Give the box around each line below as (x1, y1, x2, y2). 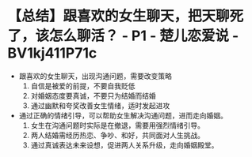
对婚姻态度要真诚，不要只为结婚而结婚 (30, 91, 156, 100)
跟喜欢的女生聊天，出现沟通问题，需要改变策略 (18, 71, 172, 80)
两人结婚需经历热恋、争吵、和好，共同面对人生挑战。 (30, 130, 205, 140)
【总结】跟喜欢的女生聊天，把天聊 (7, 7, 231, 25)
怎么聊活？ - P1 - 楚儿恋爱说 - (49, 27, 239, 45)
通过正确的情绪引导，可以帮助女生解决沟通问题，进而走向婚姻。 (18, 110, 227, 120)
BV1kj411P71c (7, 44, 97, 62)
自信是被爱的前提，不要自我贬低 (30, 80, 136, 91)
